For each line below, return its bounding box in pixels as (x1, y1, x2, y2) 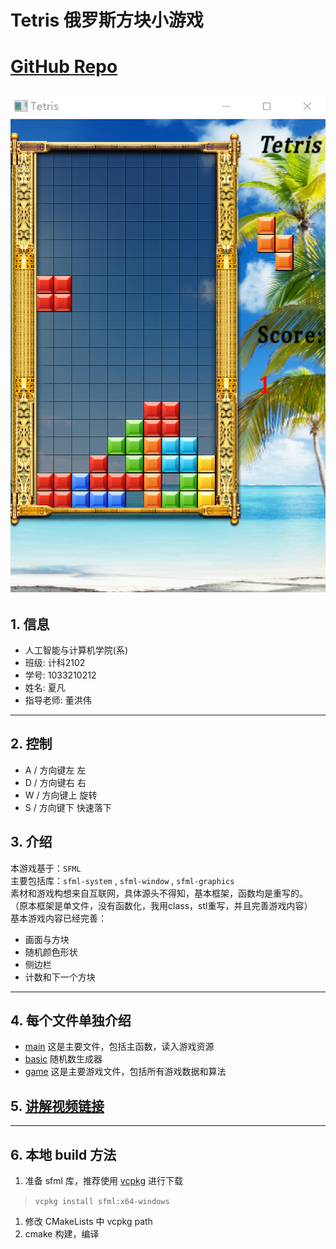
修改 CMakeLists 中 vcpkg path (24, 1216, 153, 1228)
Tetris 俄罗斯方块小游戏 (10, 9, 204, 32)
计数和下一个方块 (24, 971, 96, 983)
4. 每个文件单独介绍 (10, 1012, 132, 1029)
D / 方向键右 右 (24, 776, 87, 788)
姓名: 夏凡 (24, 681, 66, 693)
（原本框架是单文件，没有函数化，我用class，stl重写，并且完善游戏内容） (10, 899, 313, 911)
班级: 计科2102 (24, 656, 86, 668)
